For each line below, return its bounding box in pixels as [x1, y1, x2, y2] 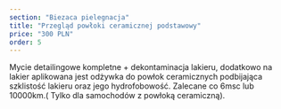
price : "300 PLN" [9, 29, 74, 38]
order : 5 [9, 37, 42, 47]
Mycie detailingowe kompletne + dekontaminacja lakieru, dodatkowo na [9, 62, 273, 73]
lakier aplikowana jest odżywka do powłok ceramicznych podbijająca [9, 72, 263, 82]
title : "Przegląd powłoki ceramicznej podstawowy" [9, 21, 202, 30]
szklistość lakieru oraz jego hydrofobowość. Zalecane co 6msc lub [9, 81, 254, 91]
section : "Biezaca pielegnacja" [9, 12, 129, 22]
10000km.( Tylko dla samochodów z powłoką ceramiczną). [9, 90, 226, 101]
